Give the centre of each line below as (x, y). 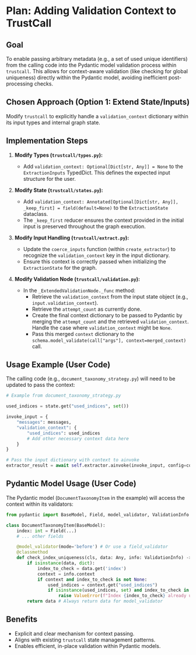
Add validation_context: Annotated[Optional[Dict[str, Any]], (101, 201)
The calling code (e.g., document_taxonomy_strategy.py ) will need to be (91, 379)
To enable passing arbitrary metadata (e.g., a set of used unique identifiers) (97, 59)
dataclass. (36, 214)
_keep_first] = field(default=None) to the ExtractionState (96, 208)
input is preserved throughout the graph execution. (84, 226)
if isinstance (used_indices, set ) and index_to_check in (118, 590)
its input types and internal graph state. (53, 122)
